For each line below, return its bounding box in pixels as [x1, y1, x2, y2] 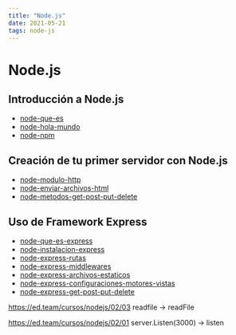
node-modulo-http [19, 175, 81, 184]
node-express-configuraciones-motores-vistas [19, 278, 175, 288]
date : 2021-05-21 [8, 19, 66, 27]
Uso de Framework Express [8, 215, 147, 228]
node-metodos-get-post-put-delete [19, 192, 138, 202]
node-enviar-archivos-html [19, 183, 109, 193]
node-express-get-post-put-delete [19, 287, 136, 296]
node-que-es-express [19, 236, 93, 246]
